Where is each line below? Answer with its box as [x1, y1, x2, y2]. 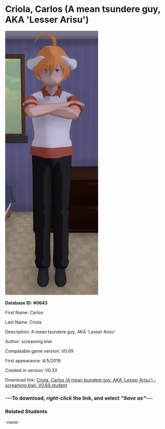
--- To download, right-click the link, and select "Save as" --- [5, 394, 154, 401]
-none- [5, 419, 20, 426]
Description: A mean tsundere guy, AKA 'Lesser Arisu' [5, 329, 115, 335]
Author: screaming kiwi [5, 338, 53, 344]
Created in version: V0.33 [5, 367, 57, 373]
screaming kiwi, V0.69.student [5, 382, 67, 388]
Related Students [5, 408, 48, 415]
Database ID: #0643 [5, 300, 48, 306]
